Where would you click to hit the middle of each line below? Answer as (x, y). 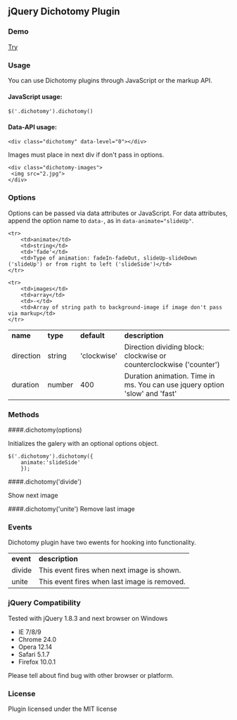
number (60, 385)
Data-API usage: (32, 127)
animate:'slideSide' (51, 462)
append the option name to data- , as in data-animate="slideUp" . (101, 220)
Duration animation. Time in (169, 375)
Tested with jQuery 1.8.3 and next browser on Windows (88, 618)
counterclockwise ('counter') (172, 364)
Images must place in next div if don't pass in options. (86, 155)
